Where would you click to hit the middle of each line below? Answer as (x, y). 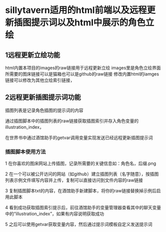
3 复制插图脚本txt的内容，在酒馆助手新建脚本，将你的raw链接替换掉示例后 (81, 191)
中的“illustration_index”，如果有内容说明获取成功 (55, 214)
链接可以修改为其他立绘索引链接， (40, 80)
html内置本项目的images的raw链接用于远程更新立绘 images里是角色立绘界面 (83, 68)
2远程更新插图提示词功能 (43, 97)
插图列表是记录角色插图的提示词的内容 (44, 110)
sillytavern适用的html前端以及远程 (76, 10)
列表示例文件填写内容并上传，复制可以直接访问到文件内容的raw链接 (74, 180)
